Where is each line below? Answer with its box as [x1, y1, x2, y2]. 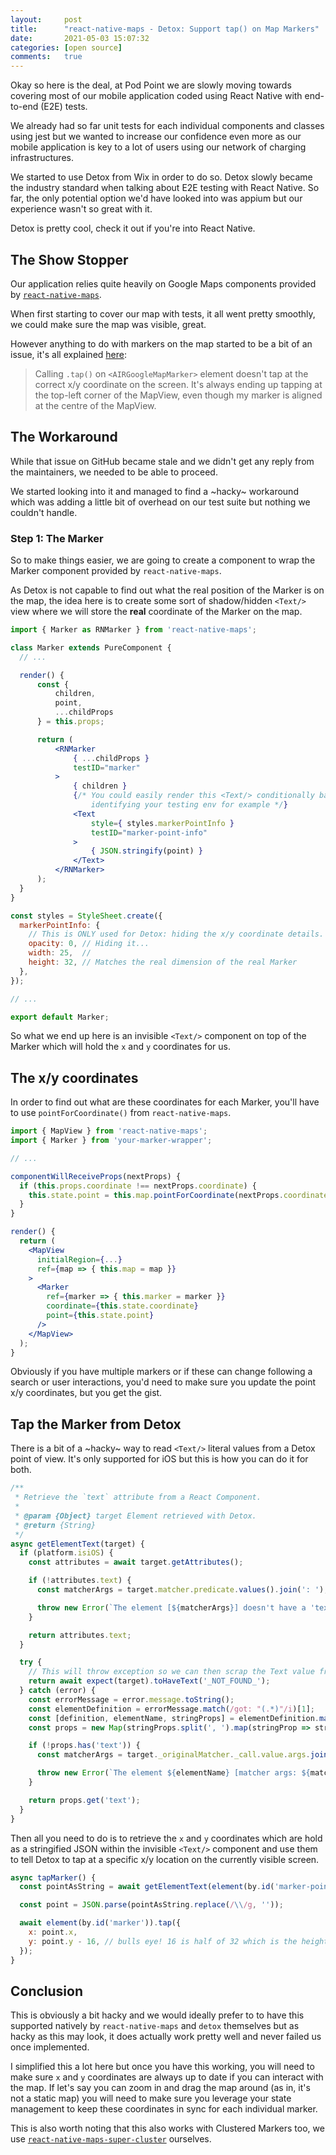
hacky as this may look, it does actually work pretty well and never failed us [10, 2031, 322, 2043]
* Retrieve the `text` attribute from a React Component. [14, 1492, 262, 1503]
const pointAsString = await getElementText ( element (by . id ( [19, 1882, 275, 1892]
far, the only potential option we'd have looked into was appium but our [10, 192, 303, 205]
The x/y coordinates [10, 1069, 139, 1086]
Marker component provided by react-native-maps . [10, 565, 222, 577]
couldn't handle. [10, 506, 78, 518]
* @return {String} [14, 1520, 97, 1530]
